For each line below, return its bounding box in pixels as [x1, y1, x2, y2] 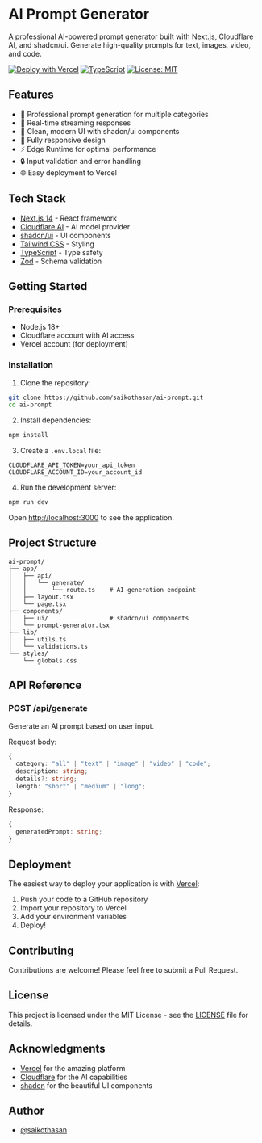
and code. [8, 48, 42, 58]
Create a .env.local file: [19, 446, 102, 456]
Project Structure [8, 536, 97, 550]
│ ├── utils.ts [8, 635, 67, 643]
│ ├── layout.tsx [8, 593, 74, 601]
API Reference [8, 679, 82, 692]
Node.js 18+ [19, 322, 60, 332]
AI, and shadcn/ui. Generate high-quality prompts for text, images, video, [8, 40, 252, 49]
